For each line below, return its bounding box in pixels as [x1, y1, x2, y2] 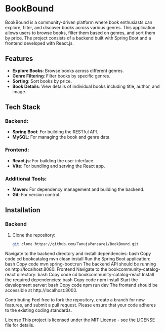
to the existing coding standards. [5, 307, 72, 313]
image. [12, 88, 27, 94]
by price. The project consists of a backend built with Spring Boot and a [5, 35, 152, 41]
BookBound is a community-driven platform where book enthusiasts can [5, 19, 153, 25]
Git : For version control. [12, 192, 61, 198]
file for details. [5, 322, 35, 328]
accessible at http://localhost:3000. [5, 287, 78, 293]
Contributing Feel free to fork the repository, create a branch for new [5, 296, 145, 302]
